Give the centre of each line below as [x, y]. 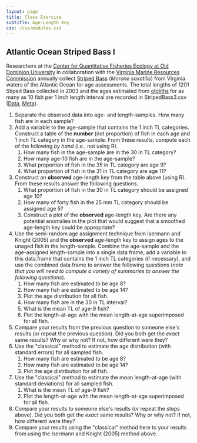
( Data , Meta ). [22, 104]
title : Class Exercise [34, 17]
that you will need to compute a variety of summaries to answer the [97, 271]
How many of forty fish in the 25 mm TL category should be [96, 202]
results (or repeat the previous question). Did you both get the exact [97, 334]
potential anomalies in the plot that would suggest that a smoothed [104, 221]
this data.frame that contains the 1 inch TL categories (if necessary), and [103, 259]
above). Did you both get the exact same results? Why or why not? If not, [103, 415]
